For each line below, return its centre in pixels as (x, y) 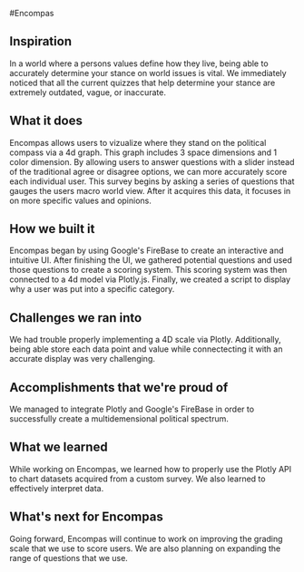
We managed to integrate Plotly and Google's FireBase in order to (132, 409)
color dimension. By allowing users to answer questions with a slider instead (152, 161)
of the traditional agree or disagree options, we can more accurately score (148, 171)
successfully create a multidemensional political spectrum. (119, 419)
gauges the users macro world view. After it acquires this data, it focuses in (150, 190)
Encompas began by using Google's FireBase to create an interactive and (147, 251)
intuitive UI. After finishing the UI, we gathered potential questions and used (151, 260)
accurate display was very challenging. (83, 359)
